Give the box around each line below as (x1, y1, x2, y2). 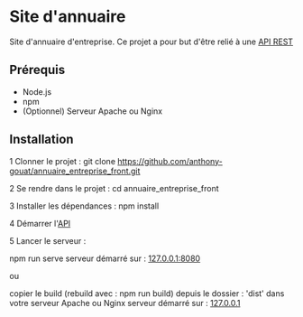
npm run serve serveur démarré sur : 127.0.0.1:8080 (9, 253, 201, 264)
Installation (9, 132, 74, 147)
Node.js (22, 86, 52, 97)
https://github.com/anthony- (116, 155, 223, 166)
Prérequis (9, 62, 66, 78)
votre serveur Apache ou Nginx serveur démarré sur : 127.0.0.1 (9, 297, 241, 308)
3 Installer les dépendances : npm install (9, 200, 160, 211)
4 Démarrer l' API (9, 218, 71, 228)
